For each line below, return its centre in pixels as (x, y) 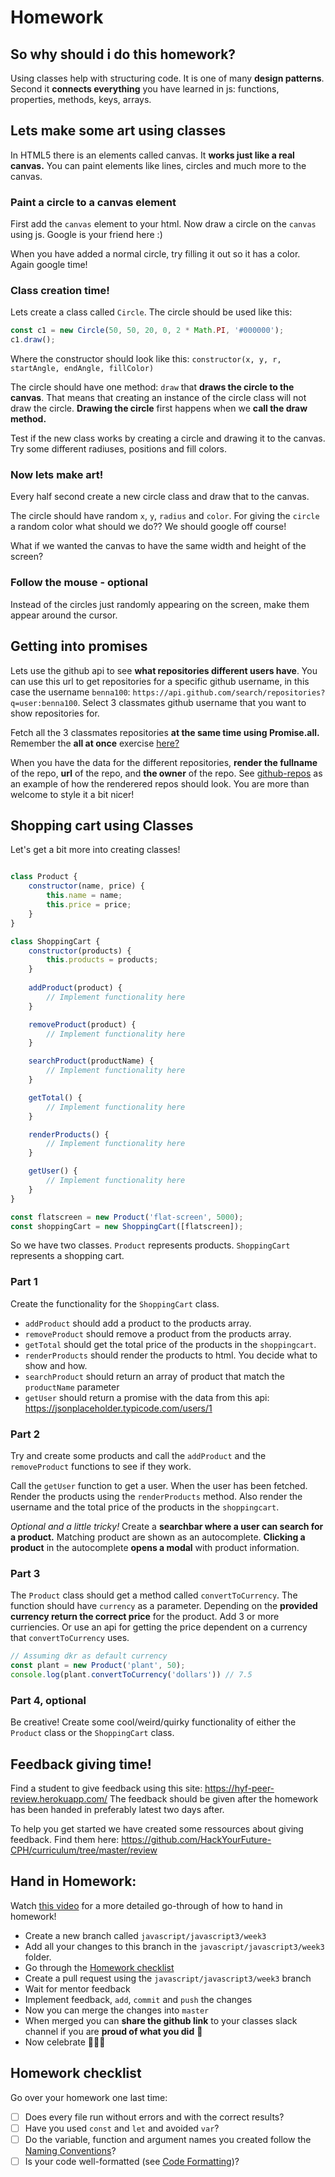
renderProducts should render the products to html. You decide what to (171, 1355)
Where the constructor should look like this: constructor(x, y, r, (146, 359)
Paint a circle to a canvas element (93, 202)
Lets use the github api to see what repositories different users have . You (164, 670)
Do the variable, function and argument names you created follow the (168, 2139)
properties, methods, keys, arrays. (81, 99)
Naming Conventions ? (70, 2150)
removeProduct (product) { (82, 1024)
